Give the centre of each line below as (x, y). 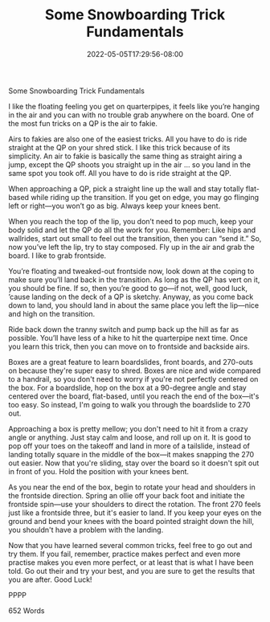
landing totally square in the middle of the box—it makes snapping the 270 (131, 454)
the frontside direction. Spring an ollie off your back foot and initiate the (127, 495)
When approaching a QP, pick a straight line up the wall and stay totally (126, 188)
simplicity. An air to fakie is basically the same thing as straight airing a (125, 156)
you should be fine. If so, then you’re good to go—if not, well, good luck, (128, 288)
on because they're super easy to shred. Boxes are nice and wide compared (135, 370)
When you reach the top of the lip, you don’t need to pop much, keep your (131, 221)
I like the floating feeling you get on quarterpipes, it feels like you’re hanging (134, 106)
